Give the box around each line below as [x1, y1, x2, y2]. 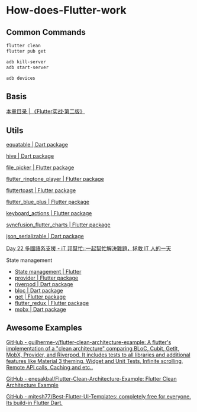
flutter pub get [6, 48, 46, 54]
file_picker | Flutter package [6, 164, 75, 171]
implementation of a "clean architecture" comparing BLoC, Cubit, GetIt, [6, 345, 179, 352]
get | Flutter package [14, 293, 66, 300]
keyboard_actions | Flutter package [6, 210, 92, 216]
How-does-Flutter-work [6, 4, 127, 17]
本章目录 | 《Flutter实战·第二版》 [6, 108, 85, 115]
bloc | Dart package [14, 287, 63, 294]
